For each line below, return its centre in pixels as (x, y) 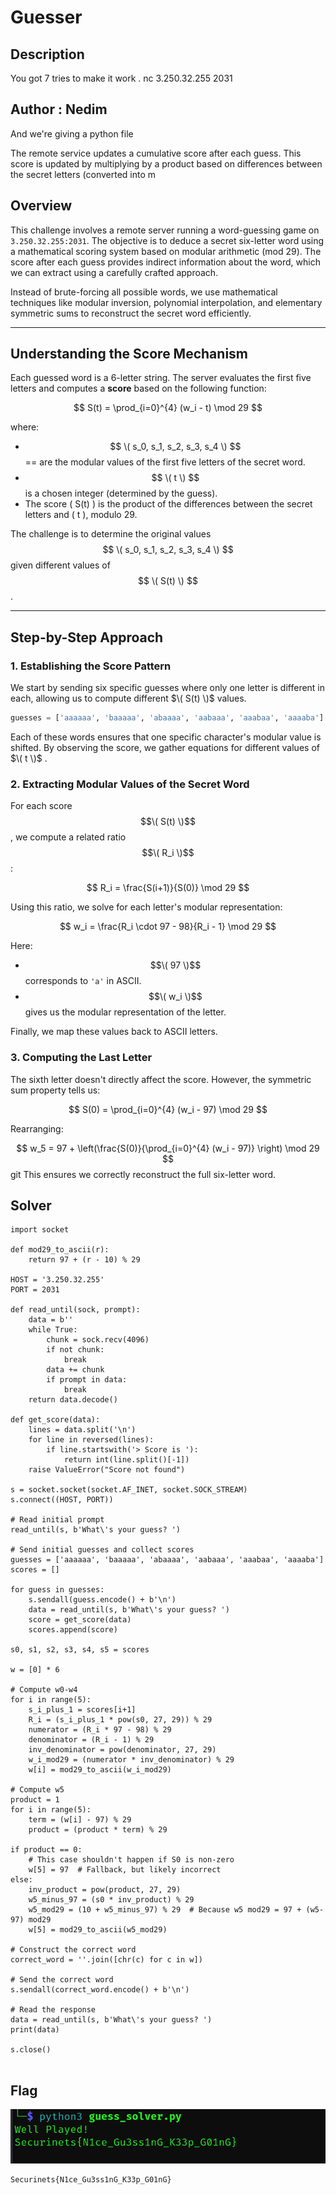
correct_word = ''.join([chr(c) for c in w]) (106, 1960)
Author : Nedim (59, 109)
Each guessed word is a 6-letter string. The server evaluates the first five (161, 378)
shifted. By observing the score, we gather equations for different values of (165, 747)
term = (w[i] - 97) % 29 (80, 1820)
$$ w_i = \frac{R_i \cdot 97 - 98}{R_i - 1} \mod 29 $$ (168, 927)
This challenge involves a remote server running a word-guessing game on (165, 230)
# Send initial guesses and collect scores (102, 1550)
